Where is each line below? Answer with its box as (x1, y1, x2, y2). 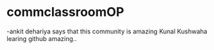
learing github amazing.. (6, 34, 77, 42)
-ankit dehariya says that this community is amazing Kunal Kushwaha (6, 27, 208, 35)
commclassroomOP (6, 4, 125, 20)
